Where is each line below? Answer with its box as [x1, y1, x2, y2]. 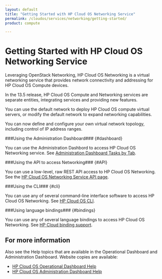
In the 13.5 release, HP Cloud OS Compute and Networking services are [5, 92, 148, 98]
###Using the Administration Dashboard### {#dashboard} [5, 135, 123, 141]
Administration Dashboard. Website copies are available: [5, 254, 118, 260]
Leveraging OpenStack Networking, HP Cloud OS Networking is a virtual [5, 72, 150, 78]
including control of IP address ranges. [5, 126, 82, 132]
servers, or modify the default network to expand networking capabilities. [5, 112, 152, 117]
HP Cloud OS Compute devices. [5, 82, 69, 88]
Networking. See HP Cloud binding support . [5, 222, 93, 228]
